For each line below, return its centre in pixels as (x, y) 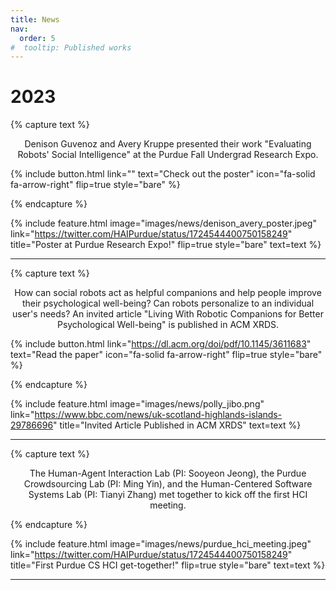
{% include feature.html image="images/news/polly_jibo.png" (137, 404)
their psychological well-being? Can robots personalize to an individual (168, 303)
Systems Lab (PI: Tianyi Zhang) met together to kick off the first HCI (168, 495)
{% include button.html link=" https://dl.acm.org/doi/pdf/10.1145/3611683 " (161, 344)
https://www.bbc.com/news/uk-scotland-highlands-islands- (158, 415)
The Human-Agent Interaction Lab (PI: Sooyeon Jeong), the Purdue (168, 473)
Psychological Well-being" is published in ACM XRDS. (168, 325)
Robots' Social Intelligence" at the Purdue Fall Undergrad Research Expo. (168, 155)
